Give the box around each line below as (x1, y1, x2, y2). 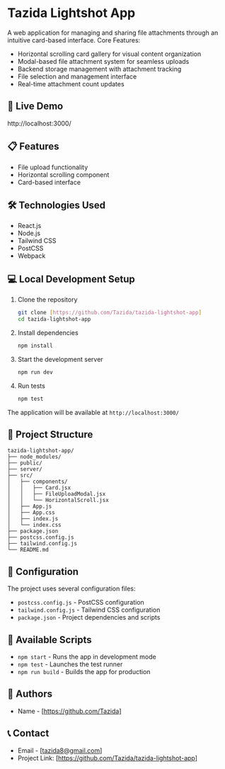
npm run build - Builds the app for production (17, 668, 151, 676)
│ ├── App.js (7, 503, 52, 511)
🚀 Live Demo (7, 101, 64, 113)
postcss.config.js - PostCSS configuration (17, 598, 145, 607)
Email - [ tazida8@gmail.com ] (17, 746, 103, 755)
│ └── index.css (7, 522, 62, 529)
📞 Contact (7, 727, 50, 739)
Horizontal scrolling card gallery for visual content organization (17, 50, 202, 58)
